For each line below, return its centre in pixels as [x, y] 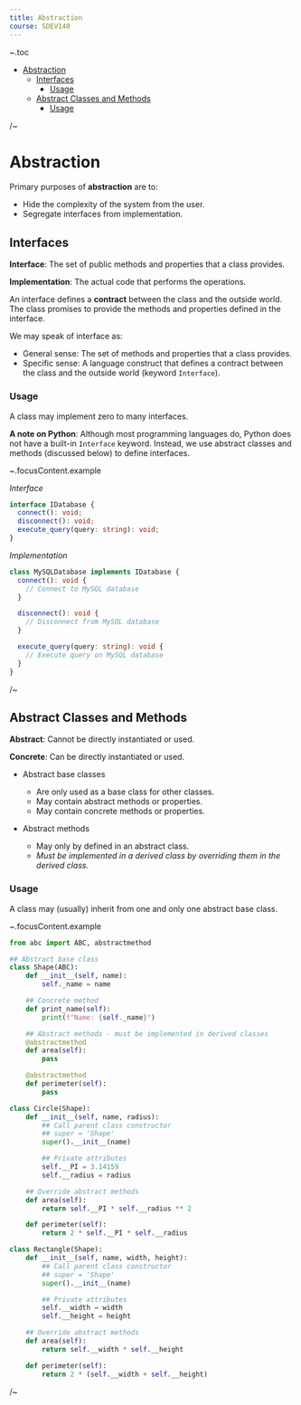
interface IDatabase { [52, 504]
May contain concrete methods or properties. [120, 812]
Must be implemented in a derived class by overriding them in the [158, 856]
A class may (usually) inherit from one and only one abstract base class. [144, 908]
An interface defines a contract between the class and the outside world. [146, 299]
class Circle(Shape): [50, 1108]
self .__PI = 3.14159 [80, 1167]
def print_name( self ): [68, 1009]
